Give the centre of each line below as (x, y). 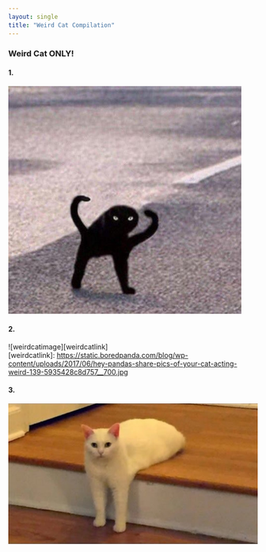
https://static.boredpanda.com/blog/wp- (122, 355)
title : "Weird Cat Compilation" (61, 25)
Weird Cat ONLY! (41, 54)
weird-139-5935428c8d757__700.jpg (68, 371)
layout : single (33, 17)
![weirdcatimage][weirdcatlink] (58, 346)
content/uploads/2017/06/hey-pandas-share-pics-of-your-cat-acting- (123, 364)
